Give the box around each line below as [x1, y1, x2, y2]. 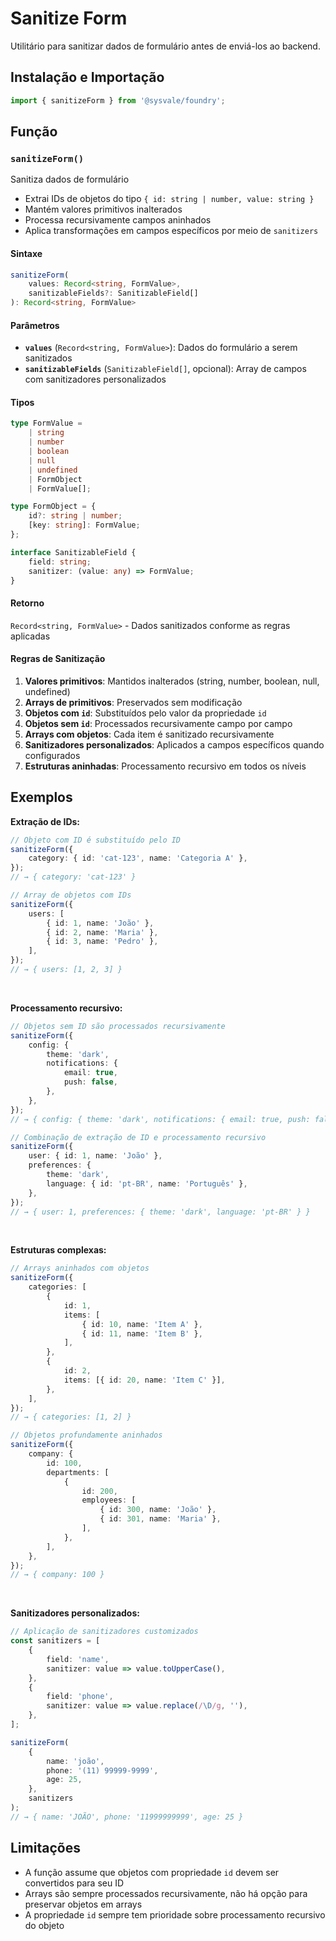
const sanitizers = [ [10, 1636, 101, 1646]
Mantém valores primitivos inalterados [24, 203, 183, 216]
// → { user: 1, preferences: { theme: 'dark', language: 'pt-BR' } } [10, 1207, 311, 1217]
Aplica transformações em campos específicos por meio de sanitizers [24, 225, 319, 237]
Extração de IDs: [10, 815, 81, 827]
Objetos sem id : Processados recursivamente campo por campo [24, 717, 293, 729]
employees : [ [81, 1495, 137, 1506]
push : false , [63, 1077, 118, 1087]
